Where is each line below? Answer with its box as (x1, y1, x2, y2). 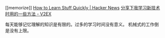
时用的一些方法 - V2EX (5, 11, 52, 17)
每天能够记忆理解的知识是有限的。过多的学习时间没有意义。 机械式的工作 (5, 22, 155, 27)
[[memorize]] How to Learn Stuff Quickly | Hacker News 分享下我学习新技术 (5, 5, 161, 10)
